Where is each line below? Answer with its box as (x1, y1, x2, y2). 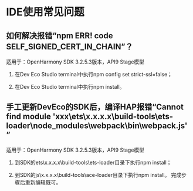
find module (6, 112, 52, 122)
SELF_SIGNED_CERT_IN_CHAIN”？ (6, 42, 133, 52)
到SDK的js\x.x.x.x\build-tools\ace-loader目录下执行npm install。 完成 (14, 171, 182, 178)
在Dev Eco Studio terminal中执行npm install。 (14, 83, 125, 90)
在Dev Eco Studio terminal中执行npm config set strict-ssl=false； (14, 71, 173, 78)
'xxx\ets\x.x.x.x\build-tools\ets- (52, 112, 174, 122)
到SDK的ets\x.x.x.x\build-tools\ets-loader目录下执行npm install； (14, 159, 172, 166)
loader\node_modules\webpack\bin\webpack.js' (6, 121, 188, 131)
